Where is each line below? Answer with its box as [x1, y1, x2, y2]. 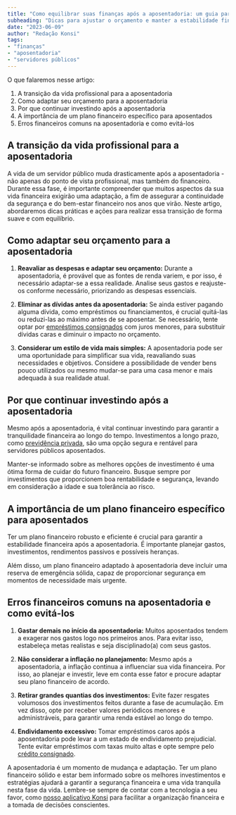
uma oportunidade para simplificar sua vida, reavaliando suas [17, 351, 196, 360]
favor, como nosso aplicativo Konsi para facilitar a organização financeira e [7, 793, 225, 802]
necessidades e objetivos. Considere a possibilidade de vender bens [17, 359, 217, 367]
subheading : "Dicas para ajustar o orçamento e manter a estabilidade [7, 17, 218, 24]
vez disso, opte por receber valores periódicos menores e [17, 706, 185, 714]
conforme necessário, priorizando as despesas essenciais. [26, 287, 197, 295]
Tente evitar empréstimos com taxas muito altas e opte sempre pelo [17, 742, 214, 750]
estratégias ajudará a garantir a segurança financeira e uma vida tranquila [7, 778, 221, 786]
